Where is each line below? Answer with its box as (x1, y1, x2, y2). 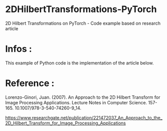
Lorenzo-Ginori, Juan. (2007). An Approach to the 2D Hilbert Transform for (5, 94, 160, 100)
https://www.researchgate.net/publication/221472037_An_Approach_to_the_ (5, 114, 162, 120)
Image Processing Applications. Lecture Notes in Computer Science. (5, 99, 147, 105)
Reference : (5, 78, 54, 89)
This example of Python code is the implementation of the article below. (5, 59, 154, 66)
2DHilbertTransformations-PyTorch (5, 4, 157, 15)
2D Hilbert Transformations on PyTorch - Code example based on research (5, 20, 161, 26)
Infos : (5, 43, 32, 55)
